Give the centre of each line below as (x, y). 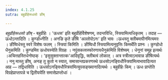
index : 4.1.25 (20, 10)
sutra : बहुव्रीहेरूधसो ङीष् (25, 14)
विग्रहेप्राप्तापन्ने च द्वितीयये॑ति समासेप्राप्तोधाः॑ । (38, 72)
